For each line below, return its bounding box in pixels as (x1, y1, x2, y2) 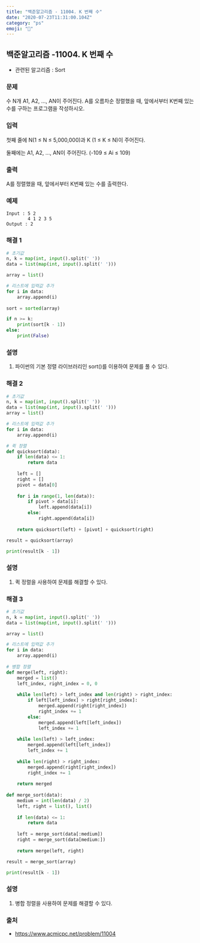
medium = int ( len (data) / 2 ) (17, 797, 90, 804)
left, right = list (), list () (17, 803, 93, 809)
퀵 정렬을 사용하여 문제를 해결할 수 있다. (14, 578, 108, 585)
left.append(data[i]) (38, 504, 93, 510)
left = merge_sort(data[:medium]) (17, 831, 103, 837)
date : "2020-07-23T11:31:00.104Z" (6, 14, 93, 20)
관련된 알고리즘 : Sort (14, 67, 66, 74)
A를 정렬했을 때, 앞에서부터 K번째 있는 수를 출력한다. (6, 180, 129, 187)
